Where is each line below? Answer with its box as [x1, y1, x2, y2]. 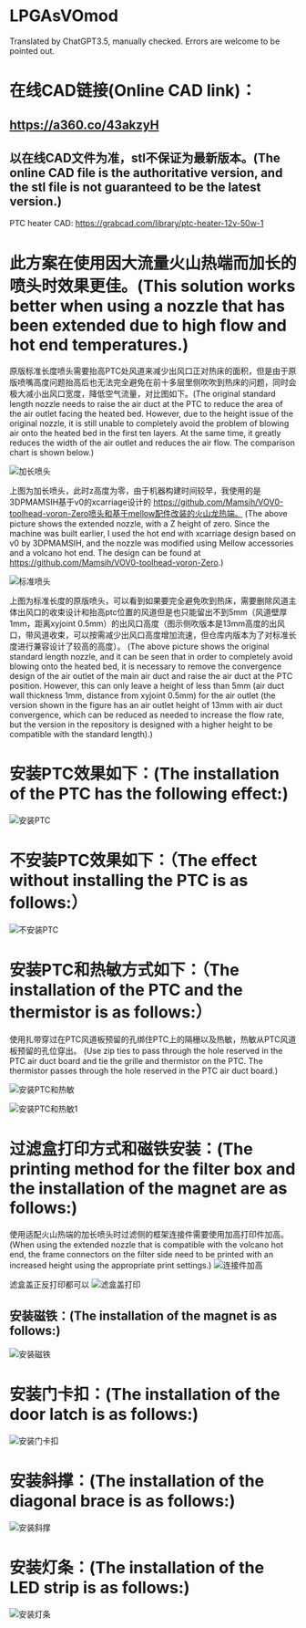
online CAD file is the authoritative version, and [9, 165, 283, 181]
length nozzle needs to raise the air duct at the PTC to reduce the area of [9, 399, 284, 410]
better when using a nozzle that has [9, 296, 285, 316]
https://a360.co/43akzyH [9, 117, 159, 132]
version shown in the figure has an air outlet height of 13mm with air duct [9, 700, 283, 711]
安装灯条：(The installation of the [9, 1557, 265, 1578]
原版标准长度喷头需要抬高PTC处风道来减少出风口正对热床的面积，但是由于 [9, 366, 289, 377]
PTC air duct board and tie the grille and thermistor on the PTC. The [9, 1056, 264, 1067]
